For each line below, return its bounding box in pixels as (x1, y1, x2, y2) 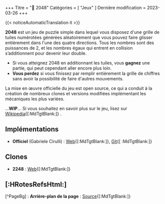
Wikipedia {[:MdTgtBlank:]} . (5, 111, 62, 117)
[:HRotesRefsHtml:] (5, 180, 67, 189)
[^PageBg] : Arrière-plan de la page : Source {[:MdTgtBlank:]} (5, 194, 131, 200)
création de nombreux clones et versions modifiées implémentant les (5, 91, 146, 96)
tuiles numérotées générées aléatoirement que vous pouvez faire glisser (5, 35, 153, 40)
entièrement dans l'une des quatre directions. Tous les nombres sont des (5, 40, 155, 46)
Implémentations (5, 125, 59, 134)
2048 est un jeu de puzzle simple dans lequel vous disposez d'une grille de (5, 29, 160, 35)
